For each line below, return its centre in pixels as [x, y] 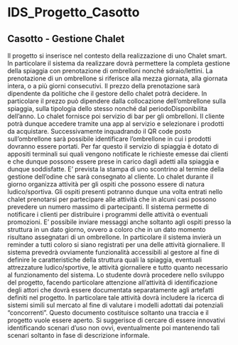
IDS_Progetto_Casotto [74, 12]
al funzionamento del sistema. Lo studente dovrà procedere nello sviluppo [116, 275]
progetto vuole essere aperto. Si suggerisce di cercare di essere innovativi [117, 320]
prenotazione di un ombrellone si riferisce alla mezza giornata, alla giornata [118, 78]
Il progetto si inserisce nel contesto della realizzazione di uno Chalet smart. [117, 55]
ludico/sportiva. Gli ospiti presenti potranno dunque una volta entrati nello [115, 192]
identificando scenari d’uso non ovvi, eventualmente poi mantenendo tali [114, 328]
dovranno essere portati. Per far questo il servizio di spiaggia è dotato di [113, 146]
